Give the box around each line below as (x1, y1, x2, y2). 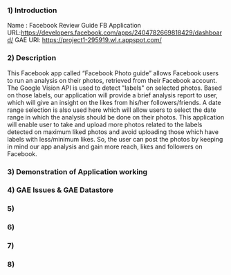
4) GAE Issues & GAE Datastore (7, 185, 114, 195)
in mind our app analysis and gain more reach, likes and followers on (7, 142, 203, 151)
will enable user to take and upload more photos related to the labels (7, 120, 203, 129)
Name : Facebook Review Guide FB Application (7, 21, 142, 30)
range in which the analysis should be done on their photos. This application (7, 113, 225, 121)
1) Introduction (7, 6, 57, 15)
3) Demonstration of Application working (7, 167, 147, 176)
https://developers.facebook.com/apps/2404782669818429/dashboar (20, 28, 223, 37)
